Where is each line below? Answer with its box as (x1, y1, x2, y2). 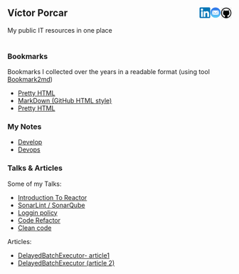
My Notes (7, 122, 42, 132)
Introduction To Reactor (17, 193, 87, 201)
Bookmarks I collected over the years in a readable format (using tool (7, 68, 210, 76)
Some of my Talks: (7, 179, 62, 188)
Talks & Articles (7, 163, 63, 173)
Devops (17, 145, 41, 154)
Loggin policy (17, 208, 58, 217)
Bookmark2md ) (7, 75, 53, 84)
